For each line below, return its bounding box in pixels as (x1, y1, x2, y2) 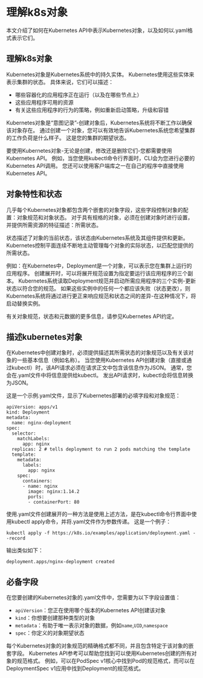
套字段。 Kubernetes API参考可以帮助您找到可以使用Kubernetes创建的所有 (6, 650, 192, 657)
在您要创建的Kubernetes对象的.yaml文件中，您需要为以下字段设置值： (6, 594, 181, 601)
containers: (22, 478, 53, 484)
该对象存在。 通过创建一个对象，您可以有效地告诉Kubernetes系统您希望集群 (6, 126, 195, 133)
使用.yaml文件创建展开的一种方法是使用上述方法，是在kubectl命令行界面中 (6, 511, 192, 518)
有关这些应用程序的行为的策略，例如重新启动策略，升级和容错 (14, 106, 169, 114)
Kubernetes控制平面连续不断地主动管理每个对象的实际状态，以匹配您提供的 (6, 241, 194, 249)
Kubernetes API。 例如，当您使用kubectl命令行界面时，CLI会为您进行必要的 (6, 155, 195, 162)
